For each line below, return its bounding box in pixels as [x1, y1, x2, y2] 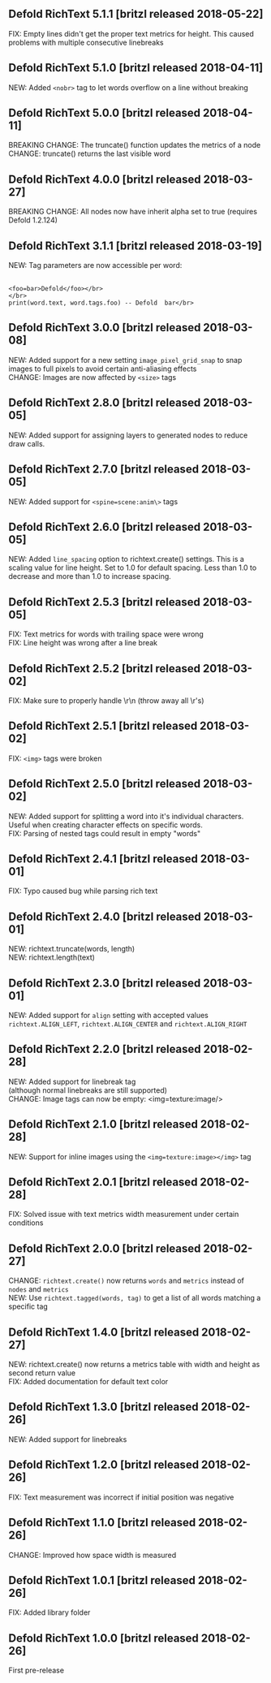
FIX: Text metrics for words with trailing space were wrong [8, 629, 204, 639]
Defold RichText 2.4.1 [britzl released [8, 852, 199, 865]
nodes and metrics [8, 1284, 69, 1294]
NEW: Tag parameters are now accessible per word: [8, 261, 183, 270]
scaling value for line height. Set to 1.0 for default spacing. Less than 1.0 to [8, 563, 257, 572]
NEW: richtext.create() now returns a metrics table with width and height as [8, 1360, 260, 1370]
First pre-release [8, 1665, 65, 1676]
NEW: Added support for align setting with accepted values [8, 1011, 209, 1020]
